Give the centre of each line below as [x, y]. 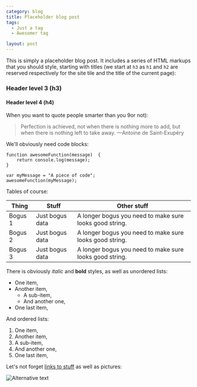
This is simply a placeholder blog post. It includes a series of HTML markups [98, 60]
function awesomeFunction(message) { [53, 155]
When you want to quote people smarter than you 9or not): [77, 116]
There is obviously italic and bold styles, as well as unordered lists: [87, 271]
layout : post [22, 44]
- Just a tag [27, 28]
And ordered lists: [28, 319]
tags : [13, 22]
